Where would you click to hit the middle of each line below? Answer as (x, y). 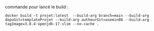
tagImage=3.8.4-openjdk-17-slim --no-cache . (52, 24)
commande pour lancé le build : (37, 7)
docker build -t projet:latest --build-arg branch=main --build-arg (77, 16)
